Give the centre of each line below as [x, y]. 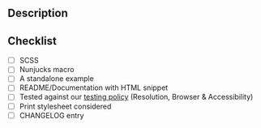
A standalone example [56, 79]
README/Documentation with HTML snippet [94, 87]
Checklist [32, 41]
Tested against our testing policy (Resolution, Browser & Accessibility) [136, 97]
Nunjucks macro [47, 70]
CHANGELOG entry [51, 115]
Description [38, 13]
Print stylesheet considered [65, 106]
